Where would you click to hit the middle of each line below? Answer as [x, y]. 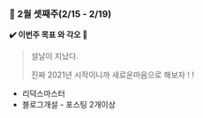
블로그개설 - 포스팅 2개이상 [69, 105]
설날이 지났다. [55, 56]
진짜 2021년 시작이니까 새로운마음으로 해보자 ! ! [112, 75]
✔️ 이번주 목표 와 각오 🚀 [49, 35]
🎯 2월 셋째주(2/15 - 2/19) [60, 13]
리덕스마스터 [44, 93]
